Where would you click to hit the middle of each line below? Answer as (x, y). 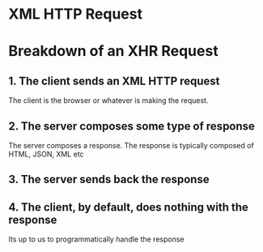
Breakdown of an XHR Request (113, 51)
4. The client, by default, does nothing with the (129, 207)
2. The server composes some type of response (131, 126)
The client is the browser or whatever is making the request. (108, 100)
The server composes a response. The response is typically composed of (131, 145)
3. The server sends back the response (109, 179)
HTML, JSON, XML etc (46, 154)
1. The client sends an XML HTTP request (114, 81)
